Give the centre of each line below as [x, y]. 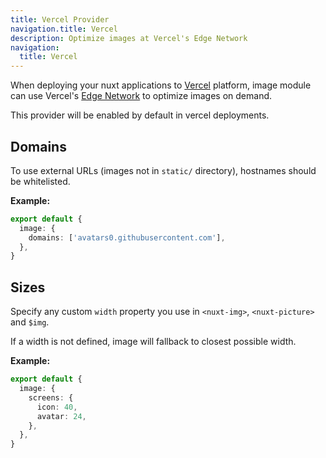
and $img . [30, 322]
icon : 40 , [57, 407]
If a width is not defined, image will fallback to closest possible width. [153, 342]
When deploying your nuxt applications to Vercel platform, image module [161, 85]
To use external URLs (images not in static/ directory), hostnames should [163, 170]
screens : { [51, 397]
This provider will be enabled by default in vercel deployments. [140, 115]
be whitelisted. [40, 181]
